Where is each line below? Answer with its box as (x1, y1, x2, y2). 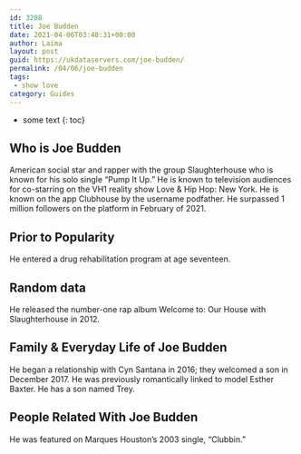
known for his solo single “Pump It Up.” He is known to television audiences (9, 174, 292, 185)
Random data (9, 280, 86, 295)
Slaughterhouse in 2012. (9, 313, 101, 324)
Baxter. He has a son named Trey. (9, 383, 136, 394)
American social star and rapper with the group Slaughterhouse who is (9, 164, 274, 175)
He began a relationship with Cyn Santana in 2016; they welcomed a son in (9, 364, 288, 375)
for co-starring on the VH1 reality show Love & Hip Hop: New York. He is (9, 183, 279, 195)
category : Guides (9, 89, 75, 98)
